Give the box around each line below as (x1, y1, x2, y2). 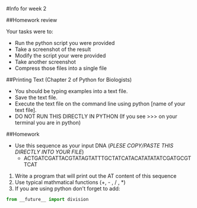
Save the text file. (14, 94, 58, 101)
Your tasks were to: (6, 28, 53, 35)
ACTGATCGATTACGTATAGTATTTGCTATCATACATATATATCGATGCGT (23, 155, 192, 162)
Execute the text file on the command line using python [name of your (14, 100, 186, 107)
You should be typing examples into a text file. (14, 88, 128, 94)
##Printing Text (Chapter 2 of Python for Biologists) (6, 76, 132, 83)
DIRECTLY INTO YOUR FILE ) (14, 148, 84, 155)
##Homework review (6, 17, 58, 23)
